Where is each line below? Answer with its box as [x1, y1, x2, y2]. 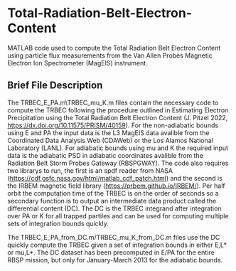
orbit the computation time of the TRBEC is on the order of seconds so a [7, 188, 219, 197]
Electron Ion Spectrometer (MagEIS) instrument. [7, 58, 148, 67]
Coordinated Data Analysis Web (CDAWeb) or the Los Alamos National [7, 136, 213, 144]
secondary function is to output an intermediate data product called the [7, 196, 217, 205]
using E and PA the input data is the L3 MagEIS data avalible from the [7, 128, 210, 137]
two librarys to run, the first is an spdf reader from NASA [7, 166, 173, 175]
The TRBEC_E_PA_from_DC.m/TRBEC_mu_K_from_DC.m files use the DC [7, 233, 220, 241]
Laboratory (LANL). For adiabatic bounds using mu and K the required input [7, 144, 229, 152]
